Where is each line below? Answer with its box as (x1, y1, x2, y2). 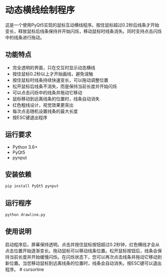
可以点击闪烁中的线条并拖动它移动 (12, 89, 83, 95)
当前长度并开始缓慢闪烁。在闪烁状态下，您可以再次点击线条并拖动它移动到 (9, 254, 162, 260)
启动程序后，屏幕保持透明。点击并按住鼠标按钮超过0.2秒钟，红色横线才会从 (5, 241, 160, 247)
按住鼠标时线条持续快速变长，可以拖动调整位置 (12, 77, 108, 83)
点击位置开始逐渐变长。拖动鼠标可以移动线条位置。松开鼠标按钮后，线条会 (5, 248, 158, 254)
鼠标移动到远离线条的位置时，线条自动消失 (12, 96, 100, 102)
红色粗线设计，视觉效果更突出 (12, 102, 74, 108)
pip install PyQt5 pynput (5, 184, 59, 189)
